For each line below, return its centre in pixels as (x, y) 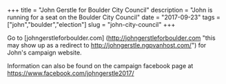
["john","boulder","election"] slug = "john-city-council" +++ (91, 24)
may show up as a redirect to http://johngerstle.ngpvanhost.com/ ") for (107, 45)
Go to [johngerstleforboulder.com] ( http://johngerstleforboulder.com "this (111, 38)
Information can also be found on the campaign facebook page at (100, 66)
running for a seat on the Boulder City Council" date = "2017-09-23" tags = (114, 17)
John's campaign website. (44, 52)
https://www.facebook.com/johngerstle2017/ (71, 73)
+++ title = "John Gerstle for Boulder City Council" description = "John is (110, 10)
